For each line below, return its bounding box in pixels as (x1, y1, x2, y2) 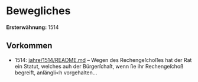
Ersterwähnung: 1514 (6, 24, 59, 31)
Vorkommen (6, 41, 53, 51)
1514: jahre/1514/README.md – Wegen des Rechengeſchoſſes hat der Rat (14, 56, 192, 63)
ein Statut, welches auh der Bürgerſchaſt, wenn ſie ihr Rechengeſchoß (14, 63, 184, 70)
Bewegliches (6, 4, 71, 18)
